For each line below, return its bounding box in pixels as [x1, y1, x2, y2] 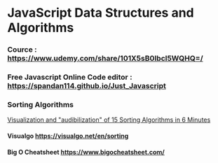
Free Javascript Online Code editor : [7, 72, 132, 82]
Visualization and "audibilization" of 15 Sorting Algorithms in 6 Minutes [7, 115, 211, 124]
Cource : [7, 45, 37, 55]
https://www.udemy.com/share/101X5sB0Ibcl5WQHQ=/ [7, 54, 203, 64]
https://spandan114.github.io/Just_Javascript [7, 81, 166, 91]
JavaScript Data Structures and [7, 5, 194, 21]
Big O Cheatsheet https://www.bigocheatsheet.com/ [7, 148, 165, 156]
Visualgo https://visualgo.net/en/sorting [7, 132, 129, 140]
